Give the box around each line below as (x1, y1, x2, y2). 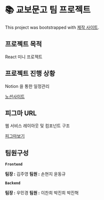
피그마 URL (5, 109, 37, 117)
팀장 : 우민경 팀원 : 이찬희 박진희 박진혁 (5, 190, 79, 196)
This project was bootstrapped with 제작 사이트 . (5, 24, 100, 30)
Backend (5, 181, 21, 186)
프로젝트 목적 (5, 40, 42, 49)
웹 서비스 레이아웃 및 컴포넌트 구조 (5, 123, 70, 129)
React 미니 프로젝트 (5, 54, 43, 60)
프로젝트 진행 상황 (5, 69, 55, 78)
